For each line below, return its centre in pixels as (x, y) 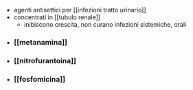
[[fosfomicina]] (39, 79)
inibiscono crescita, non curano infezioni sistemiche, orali (105, 24)
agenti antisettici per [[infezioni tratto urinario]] (80, 10)
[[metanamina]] (40, 42)
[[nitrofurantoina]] (45, 60)
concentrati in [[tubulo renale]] (57, 17)
